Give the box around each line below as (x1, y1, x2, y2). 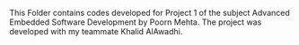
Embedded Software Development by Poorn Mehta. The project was (9, 17, 262, 27)
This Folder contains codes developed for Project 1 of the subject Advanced (9, 8, 290, 18)
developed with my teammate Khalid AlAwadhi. (9, 26, 183, 36)
